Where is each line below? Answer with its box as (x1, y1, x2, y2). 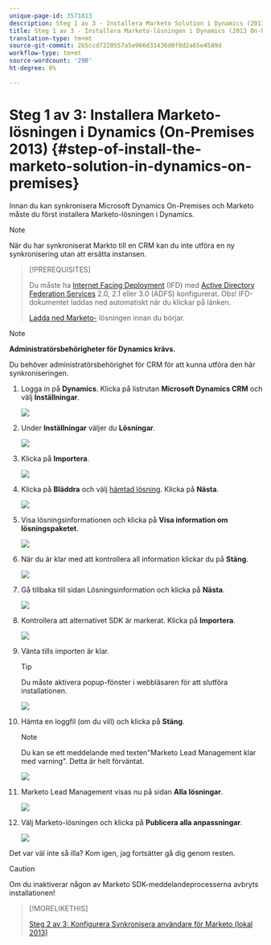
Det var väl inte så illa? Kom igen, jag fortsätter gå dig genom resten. (9, 848, 236, 857)
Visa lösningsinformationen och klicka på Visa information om (20, 515, 228, 524)
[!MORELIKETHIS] (28, 903, 88, 913)
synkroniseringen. (9, 368, 69, 378)
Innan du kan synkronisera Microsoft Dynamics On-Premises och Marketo (9, 200, 254, 210)
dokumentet (28, 297, 69, 306)
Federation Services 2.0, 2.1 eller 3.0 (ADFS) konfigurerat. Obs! (28, 289, 237, 298)
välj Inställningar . (20, 392, 80, 402)
